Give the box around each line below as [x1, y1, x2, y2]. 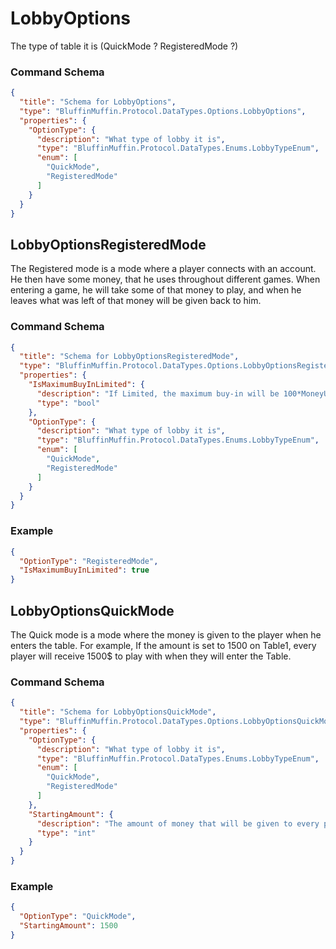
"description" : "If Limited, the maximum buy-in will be [36, 388, 280, 399]
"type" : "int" [36, 828, 97, 838]
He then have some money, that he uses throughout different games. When [10, 273, 321, 286]
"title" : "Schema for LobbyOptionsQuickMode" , [19, 707, 217, 717]
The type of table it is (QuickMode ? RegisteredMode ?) [10, 40, 239, 52]
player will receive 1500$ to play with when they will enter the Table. [10, 650, 292, 662]
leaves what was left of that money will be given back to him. [10, 295, 262, 307]
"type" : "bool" [36, 398, 101, 408]
